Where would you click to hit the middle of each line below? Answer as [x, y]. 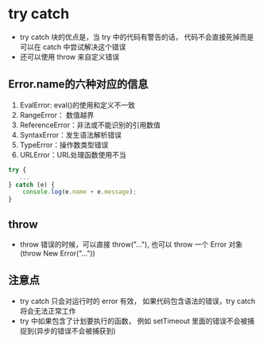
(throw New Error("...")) [57, 253]
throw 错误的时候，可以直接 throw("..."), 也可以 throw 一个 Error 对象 [131, 244]
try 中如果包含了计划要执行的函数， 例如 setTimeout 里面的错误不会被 [133, 321]
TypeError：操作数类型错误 [64, 145]
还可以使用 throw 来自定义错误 [70, 57]
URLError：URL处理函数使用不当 [73, 154]
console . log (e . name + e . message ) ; [79, 192]
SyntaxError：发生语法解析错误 [70, 134]
